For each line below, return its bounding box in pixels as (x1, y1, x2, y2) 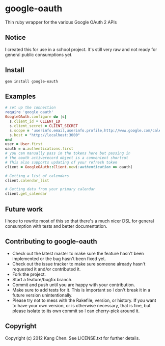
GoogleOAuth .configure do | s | (5, 114, 67, 119)
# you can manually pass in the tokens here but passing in (5, 151, 131, 156)
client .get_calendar (5, 191, 48, 196)
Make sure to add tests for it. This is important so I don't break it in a (12, 287, 151, 293)
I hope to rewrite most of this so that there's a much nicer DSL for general (5, 218, 154, 224)
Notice (5, 33, 26, 42)
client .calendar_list (5, 178, 50, 183)
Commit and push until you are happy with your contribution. (12, 282, 135, 288)
